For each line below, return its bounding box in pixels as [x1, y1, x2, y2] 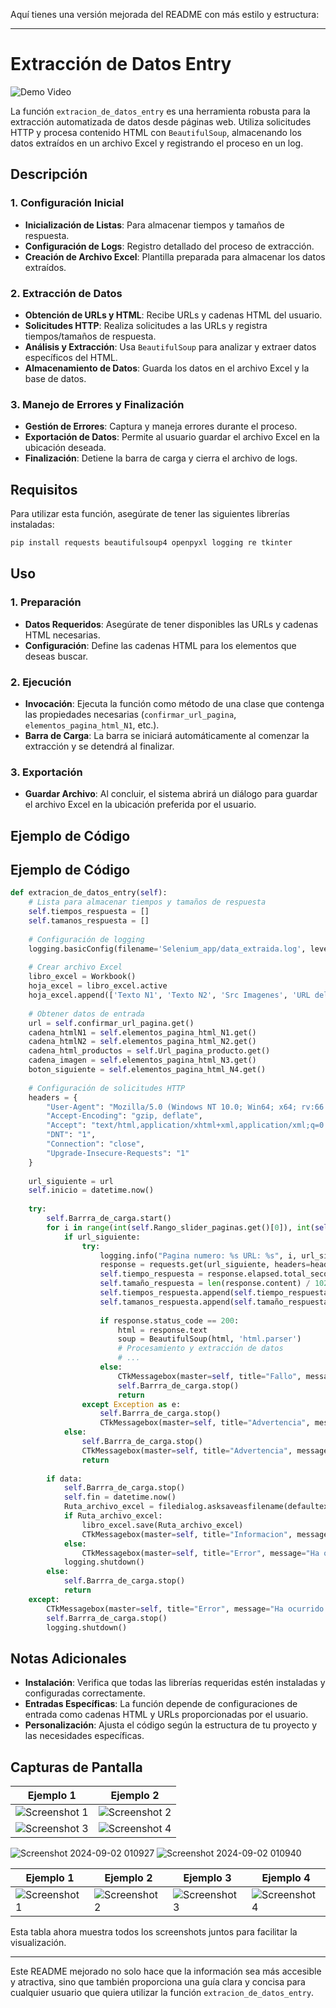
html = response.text [117, 1325, 208, 1335]
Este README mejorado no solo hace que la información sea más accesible [10, 1965, 322, 1978]
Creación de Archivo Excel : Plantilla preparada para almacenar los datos [24, 250, 326, 263]
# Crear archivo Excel [28, 962, 123, 973]
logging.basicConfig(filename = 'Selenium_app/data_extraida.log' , [28, 944, 307, 954]
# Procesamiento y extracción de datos [117, 1344, 284, 1354]
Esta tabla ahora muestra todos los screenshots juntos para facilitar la [10, 1926, 298, 1938]
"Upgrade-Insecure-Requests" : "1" [46, 1148, 190, 1158]
